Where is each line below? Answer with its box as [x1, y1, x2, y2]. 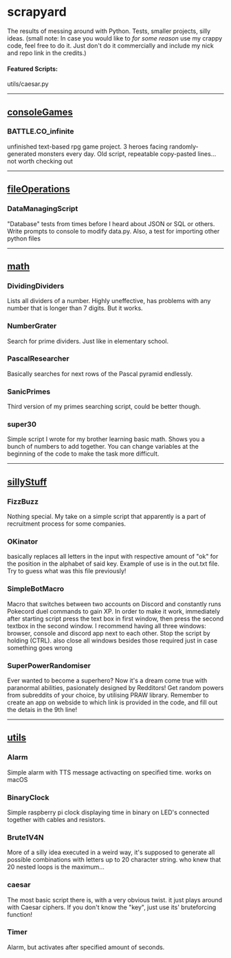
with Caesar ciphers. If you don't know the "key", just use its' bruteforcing [7, 903, 217, 911]
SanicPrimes [7, 386, 51, 396]
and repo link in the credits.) [7, 49, 87, 57]
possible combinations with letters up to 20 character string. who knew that [7, 856, 221, 864]
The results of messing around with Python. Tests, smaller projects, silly [7, 27, 211, 35]
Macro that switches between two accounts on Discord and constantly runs [7, 599, 221, 608]
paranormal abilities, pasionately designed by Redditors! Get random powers [7, 683, 224, 691]
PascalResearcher [7, 354, 70, 364]
